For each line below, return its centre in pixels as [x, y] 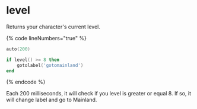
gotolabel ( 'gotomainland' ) [50, 65]
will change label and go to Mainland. [52, 100]
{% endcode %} [26, 82]
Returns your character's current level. [53, 27]
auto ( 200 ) [18, 49]
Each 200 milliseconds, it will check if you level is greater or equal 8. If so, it [99, 94]
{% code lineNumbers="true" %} [47, 38]
